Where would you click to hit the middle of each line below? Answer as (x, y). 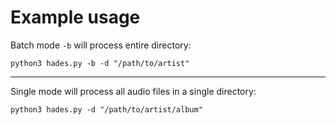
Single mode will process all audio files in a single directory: (133, 91)
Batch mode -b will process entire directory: (101, 45)
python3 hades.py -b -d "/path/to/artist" (100, 63)
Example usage (75, 17)
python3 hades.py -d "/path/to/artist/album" (106, 109)
